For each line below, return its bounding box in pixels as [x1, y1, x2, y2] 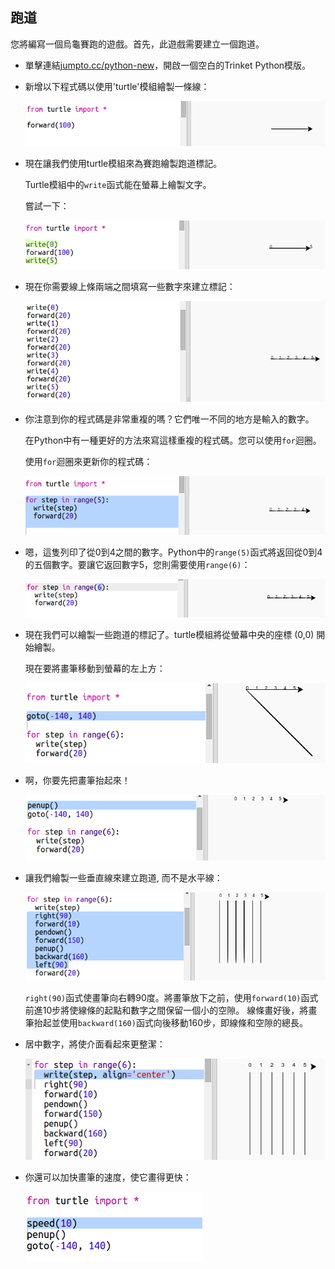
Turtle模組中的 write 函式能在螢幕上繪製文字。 [24, 179, 212, 191]
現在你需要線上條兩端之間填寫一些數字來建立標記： [24, 280, 236, 292]
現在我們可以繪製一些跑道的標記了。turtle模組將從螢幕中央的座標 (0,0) [24, 629, 315, 641]
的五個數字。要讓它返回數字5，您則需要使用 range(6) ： [24, 558, 251, 570]
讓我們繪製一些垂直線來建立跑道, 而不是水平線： [24, 871, 223, 883]
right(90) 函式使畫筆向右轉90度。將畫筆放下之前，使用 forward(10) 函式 [24, 992, 319, 1004]
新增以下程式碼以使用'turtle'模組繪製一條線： [24, 80, 210, 92]
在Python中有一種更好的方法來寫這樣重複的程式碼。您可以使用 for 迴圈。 [24, 434, 322, 447]
